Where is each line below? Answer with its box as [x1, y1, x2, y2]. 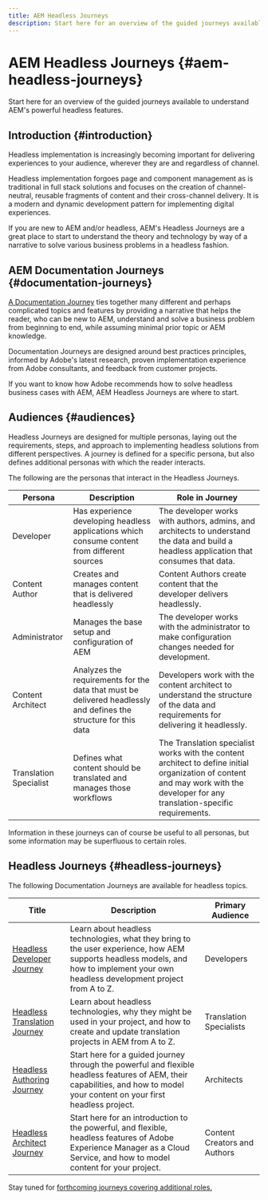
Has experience [73, 505, 132, 516]
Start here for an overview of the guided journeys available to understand [8, 97, 250, 106]
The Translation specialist [158, 737, 255, 748]
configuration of [73, 636, 134, 648]
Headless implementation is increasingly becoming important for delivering [8, 150, 255, 160]
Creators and [204, 1137, 254, 1148]
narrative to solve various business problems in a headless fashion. [8, 241, 230, 250]
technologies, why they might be [69, 1006, 192, 1017]
